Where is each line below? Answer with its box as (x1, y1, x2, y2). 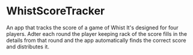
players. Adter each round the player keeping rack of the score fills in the (6, 30, 188, 37)
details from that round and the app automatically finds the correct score (6, 36, 186, 44)
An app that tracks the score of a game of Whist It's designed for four (6, 24, 179, 31)
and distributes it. (6, 43, 50, 50)
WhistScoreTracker (6, 4, 105, 18)
